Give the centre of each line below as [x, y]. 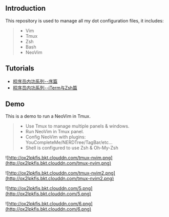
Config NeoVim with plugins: [56, 137]
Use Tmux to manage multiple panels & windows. [77, 126]
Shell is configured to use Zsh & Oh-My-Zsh [72, 148]
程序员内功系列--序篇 [35, 81]
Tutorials [20, 68]
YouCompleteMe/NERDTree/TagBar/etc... [69, 142]
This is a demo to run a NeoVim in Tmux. [48, 116]
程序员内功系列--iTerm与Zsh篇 [45, 88]
